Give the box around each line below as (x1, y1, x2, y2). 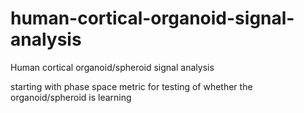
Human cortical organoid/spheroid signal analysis (10, 61, 215, 73)
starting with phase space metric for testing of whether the (10, 80, 253, 92)
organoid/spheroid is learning (10, 91, 132, 103)
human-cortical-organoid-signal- (10, 7, 295, 30)
